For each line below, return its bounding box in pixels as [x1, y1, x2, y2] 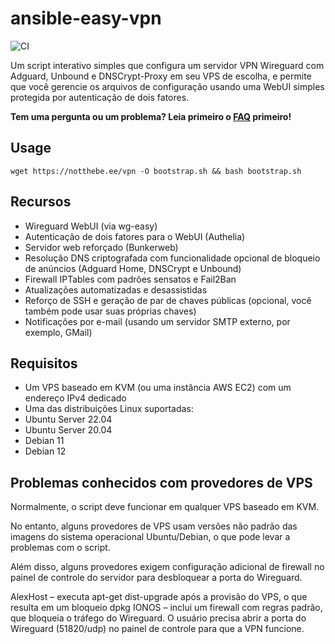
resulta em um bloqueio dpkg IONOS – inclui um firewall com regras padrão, [10, 602, 323, 614]
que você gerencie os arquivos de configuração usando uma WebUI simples [10, 80, 325, 92]
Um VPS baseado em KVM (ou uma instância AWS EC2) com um [24, 382, 292, 394]
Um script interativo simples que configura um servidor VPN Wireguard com [10, 59, 325, 71]
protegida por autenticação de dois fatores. [10, 91, 190, 103]
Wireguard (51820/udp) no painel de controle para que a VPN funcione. [10, 623, 305, 635]
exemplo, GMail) [24, 326, 93, 338]
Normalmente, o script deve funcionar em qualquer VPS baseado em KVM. [10, 501, 320, 513]
